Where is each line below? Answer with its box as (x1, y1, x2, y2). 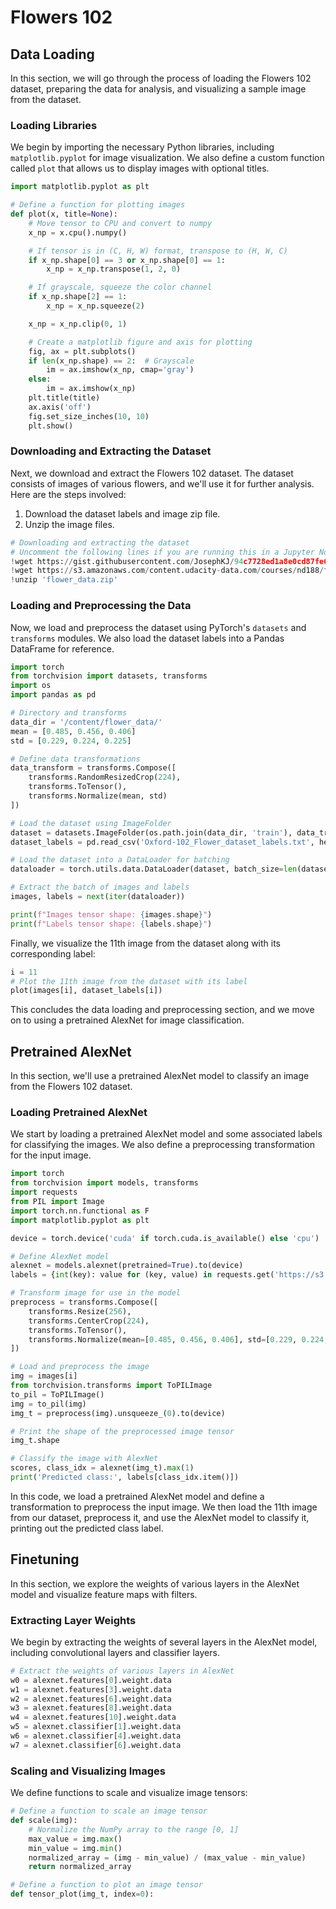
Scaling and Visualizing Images (10, 1764, 166, 1778)
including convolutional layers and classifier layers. (10, 1646, 220, 1658)
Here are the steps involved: (10, 488, 127, 500)
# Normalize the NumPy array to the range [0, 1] (28, 1824, 240, 1835)
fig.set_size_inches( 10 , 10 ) (28, 411, 150, 421)
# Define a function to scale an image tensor (10, 1806, 208, 1816)
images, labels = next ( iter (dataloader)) (10, 892, 186, 902)
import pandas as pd (10, 690, 97, 700)
